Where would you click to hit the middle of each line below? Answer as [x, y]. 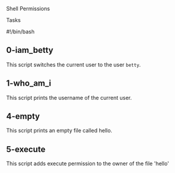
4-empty [23, 116]
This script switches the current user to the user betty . [74, 64]
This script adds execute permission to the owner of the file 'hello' [87, 163]
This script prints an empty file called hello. [59, 131]
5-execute [26, 149]
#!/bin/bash [20, 32]
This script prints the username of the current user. [69, 97]
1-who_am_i [29, 84]
